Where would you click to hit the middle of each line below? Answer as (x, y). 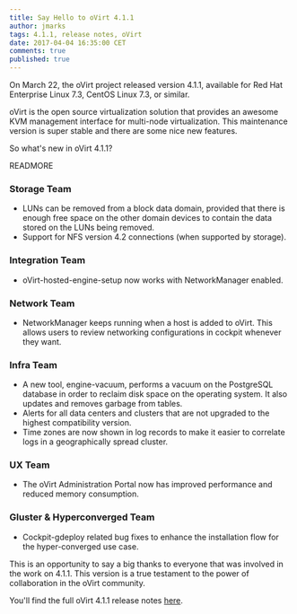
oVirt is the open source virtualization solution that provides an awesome (144, 112)
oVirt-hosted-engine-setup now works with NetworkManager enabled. (153, 280)
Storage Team (40, 189)
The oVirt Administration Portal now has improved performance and (147, 485)
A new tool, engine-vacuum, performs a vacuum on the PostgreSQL (148, 385)
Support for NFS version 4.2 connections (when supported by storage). (154, 237)
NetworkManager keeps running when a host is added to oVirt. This (148, 322)
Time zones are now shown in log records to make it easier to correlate (153, 433)
